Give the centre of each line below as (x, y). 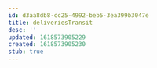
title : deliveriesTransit (50, 23)
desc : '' (22, 30)
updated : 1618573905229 (47, 37)
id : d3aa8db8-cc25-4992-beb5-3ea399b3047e (78, 15)
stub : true (26, 52)
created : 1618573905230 (47, 45)
